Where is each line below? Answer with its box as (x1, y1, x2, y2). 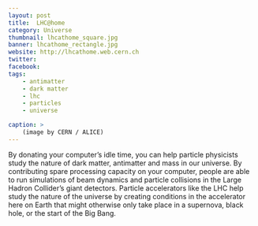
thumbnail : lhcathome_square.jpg (8, 33, 118, 42)
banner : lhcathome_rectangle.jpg (8, 41, 118, 49)
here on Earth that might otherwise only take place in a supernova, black (8, 200, 244, 209)
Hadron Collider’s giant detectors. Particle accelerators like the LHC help (8, 183, 244, 193)
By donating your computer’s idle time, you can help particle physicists (8, 150, 238, 159)
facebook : (8, 63, 41, 71)
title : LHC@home (8, 19, 65, 27)
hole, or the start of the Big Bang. (8, 208, 117, 217)
